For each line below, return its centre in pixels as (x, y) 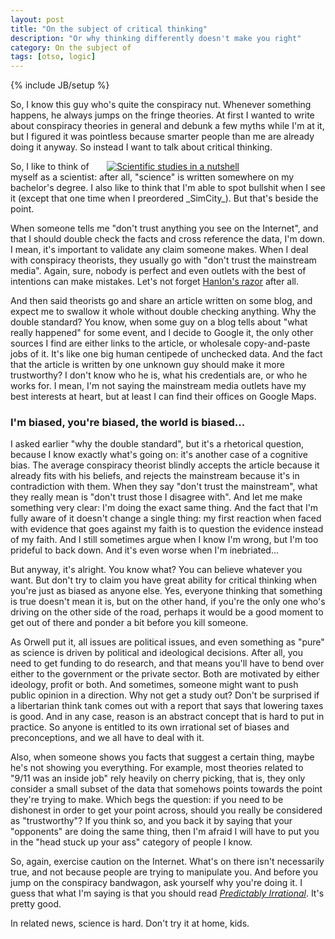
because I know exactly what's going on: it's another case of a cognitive (159, 455)
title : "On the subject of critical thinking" (109, 29)
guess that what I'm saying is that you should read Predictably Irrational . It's (167, 893)
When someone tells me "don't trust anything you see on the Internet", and (164, 228)
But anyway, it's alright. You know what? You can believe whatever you (156, 570)
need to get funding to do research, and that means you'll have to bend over (167, 663)
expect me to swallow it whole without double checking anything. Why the (163, 312)
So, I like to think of (50, 167)
